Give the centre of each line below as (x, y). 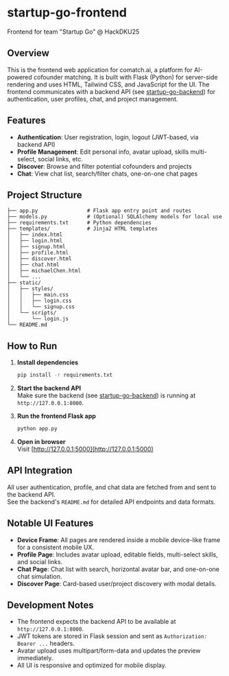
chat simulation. (39, 576)
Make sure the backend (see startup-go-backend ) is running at (106, 395)
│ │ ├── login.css (39, 301)
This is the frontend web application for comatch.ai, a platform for (100, 69)
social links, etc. (60, 159)
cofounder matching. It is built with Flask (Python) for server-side (125, 77)
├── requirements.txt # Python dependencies (80, 223)
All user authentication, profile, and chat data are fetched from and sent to (112, 487)
